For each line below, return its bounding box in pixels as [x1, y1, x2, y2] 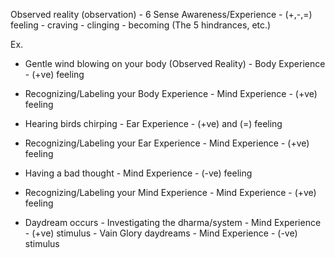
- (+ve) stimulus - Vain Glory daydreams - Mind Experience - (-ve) [24, 227, 298, 239]
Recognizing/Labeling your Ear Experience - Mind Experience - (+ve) [24, 137, 310, 149]
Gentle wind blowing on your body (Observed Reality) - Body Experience [24, 58, 326, 69]
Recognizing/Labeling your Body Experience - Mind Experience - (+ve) [24, 88, 318, 99]
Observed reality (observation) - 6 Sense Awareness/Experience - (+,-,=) [10, 9, 313, 20]
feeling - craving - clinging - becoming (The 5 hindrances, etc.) [10, 19, 272, 31]
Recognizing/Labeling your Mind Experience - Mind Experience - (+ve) [24, 187, 317, 198]
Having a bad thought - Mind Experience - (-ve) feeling [24, 167, 253, 179]
